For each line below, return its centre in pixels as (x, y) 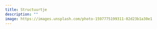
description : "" (22, 14)
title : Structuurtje (26, 10)
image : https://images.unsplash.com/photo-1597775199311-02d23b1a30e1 (79, 19)
